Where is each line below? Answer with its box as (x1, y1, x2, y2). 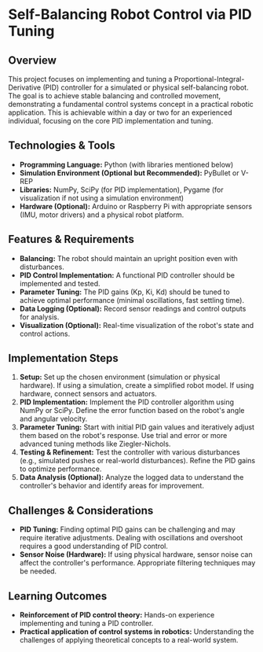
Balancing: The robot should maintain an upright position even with (19, 253, 238, 263)
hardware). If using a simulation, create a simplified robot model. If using (19, 381, 254, 390)
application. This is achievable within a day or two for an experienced (8, 108, 232, 117)
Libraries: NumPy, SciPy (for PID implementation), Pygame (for (19, 185, 224, 194)
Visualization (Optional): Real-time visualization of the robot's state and (19, 320, 254, 330)
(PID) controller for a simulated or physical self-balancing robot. (42, 83, 249, 92)
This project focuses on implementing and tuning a (8, 75, 173, 83)
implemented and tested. (19, 278, 100, 288)
